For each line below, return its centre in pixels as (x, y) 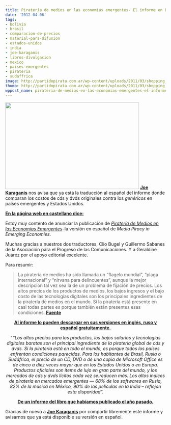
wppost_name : (19, 90)
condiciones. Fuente (39, 312)
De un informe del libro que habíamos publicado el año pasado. (85, 402)
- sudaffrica (19, 76)
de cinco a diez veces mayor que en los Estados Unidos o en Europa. (85, 364)
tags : (11, 19)
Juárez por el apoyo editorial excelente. (47, 255)
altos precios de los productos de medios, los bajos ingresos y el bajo (91, 290)
